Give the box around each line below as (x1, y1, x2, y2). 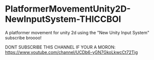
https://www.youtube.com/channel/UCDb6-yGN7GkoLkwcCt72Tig (5, 49, 138, 55)
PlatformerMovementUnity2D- (5, 3, 131, 15)
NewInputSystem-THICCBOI (5, 14, 121, 25)
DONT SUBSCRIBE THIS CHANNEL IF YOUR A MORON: (5, 44, 116, 50)
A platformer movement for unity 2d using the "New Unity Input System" (5, 30, 150, 35)
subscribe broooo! (5, 35, 42, 41)
